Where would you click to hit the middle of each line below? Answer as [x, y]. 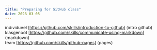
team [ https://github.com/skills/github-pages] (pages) [59, 42]
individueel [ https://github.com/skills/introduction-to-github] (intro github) [79, 27]
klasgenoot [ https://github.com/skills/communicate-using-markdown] [75, 32]
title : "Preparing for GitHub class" [43, 9]
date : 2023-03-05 [23, 14]
